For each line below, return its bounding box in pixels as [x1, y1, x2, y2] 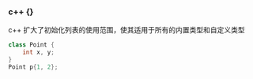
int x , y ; [22, 48, 55, 57]
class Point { [8, 41, 55, 49]
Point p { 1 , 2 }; [8, 62, 59, 71]
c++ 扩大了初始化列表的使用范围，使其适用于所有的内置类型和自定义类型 [8, 25, 245, 35]
